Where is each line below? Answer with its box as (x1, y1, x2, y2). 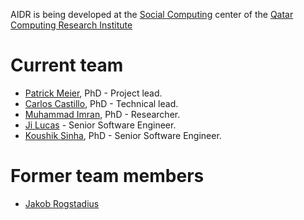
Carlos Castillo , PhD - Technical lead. (24, 97, 179, 109)
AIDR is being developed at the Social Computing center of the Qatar (10, 9, 294, 20)
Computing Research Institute (10, 19, 133, 31)
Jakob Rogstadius (24, 197, 100, 209)
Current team (10, 54, 124, 77)
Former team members (10, 165, 205, 188)
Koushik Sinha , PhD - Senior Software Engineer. (24, 129, 222, 141)
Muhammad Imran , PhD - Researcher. (24, 108, 181, 120)
